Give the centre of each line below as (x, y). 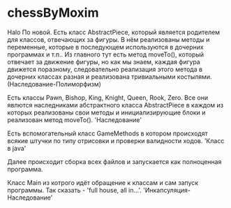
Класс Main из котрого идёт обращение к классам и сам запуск (103, 182)
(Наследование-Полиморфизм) (54, 84)
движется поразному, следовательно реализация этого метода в (105, 69)
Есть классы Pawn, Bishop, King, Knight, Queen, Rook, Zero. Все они (107, 97)
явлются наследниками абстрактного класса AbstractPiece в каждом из (115, 105)
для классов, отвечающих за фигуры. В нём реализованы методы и (109, 39)
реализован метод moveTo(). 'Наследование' (74, 119)
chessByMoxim (53, 13)
